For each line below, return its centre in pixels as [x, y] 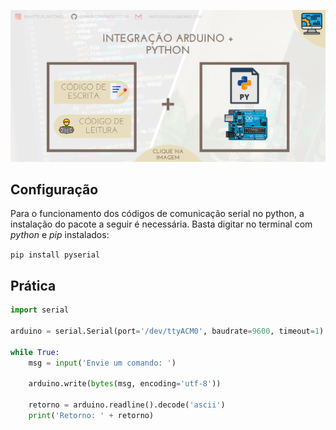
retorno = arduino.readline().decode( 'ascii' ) [127, 405]
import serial [40, 310]
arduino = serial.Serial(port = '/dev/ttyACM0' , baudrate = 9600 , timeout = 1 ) [167, 331]
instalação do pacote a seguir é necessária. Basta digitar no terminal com [161, 224]
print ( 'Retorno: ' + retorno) [91, 416]
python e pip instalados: [60, 235]
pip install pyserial [55, 255]
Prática [33, 285]
